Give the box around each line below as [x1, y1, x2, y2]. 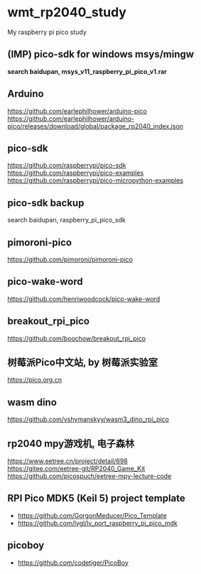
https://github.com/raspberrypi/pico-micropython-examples [7, 176, 183, 185]
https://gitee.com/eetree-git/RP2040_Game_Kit [7, 465, 146, 473]
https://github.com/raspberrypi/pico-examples [7, 168, 144, 178]
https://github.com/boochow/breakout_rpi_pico [7, 334, 146, 342]
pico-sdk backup [7, 197, 85, 209]
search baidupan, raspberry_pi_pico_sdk [7, 216, 126, 224]
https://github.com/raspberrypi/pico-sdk [7, 161, 126, 170]
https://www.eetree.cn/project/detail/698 [7, 457, 128, 465]
